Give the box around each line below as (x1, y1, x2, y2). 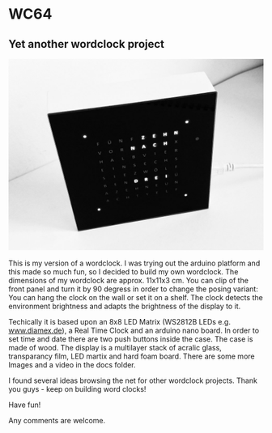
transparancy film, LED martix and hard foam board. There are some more (8, 351, 255, 361)
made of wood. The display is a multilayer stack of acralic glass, (8, 343, 223, 352)
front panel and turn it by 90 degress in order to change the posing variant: (8, 284, 259, 294)
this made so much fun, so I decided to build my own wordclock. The (8, 267, 239, 276)
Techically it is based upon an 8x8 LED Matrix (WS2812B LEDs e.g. (8, 317, 231, 326)
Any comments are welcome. (8, 416, 106, 425)
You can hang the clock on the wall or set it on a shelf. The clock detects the (8, 293, 263, 302)
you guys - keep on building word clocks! (8, 384, 147, 393)
